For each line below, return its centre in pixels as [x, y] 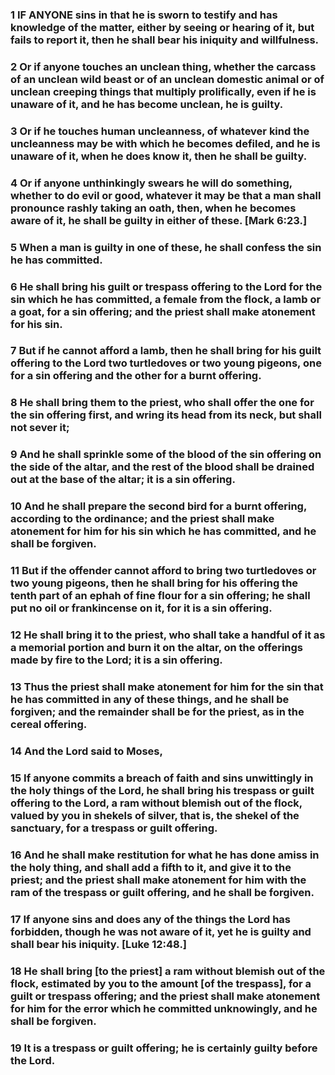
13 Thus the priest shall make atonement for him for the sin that [167, 686]
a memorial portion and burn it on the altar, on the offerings [157, 648]
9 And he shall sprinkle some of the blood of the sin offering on [166, 455]
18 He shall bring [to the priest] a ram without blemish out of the [168, 971]
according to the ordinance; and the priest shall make [142, 519]
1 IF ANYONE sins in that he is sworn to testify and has [144, 15]
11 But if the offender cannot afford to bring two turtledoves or [163, 571]
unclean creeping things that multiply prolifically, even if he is [163, 91]
